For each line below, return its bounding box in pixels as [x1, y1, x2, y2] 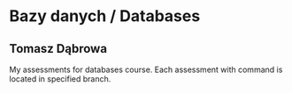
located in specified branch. [9, 74, 111, 84]
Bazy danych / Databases [9, 6, 201, 26]
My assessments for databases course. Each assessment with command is [9, 64, 283, 75]
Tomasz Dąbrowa [9, 41, 108, 56]
